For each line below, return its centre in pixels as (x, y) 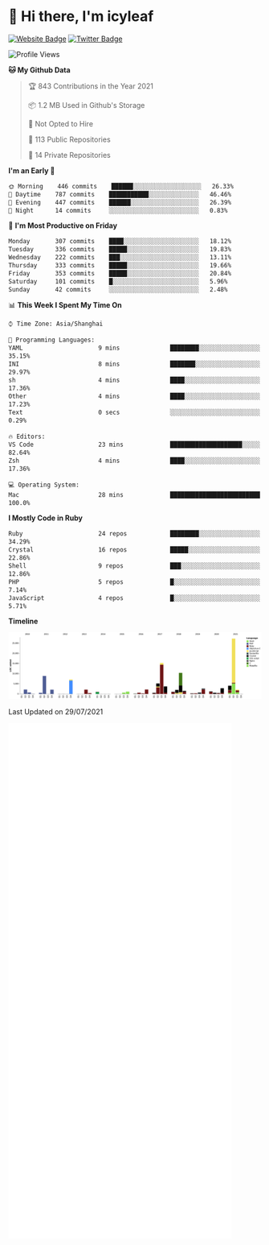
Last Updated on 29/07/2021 (56, 711)
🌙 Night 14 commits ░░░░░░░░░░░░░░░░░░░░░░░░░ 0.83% (118, 210)
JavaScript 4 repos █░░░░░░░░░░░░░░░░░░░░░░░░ (134, 598)
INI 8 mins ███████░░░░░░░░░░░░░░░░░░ (134, 364)
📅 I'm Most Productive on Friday (63, 225)
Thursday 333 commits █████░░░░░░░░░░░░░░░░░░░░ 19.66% (120, 265)
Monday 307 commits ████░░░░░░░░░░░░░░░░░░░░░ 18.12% (120, 241)
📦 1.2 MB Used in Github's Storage (86, 105)
